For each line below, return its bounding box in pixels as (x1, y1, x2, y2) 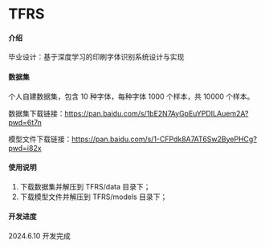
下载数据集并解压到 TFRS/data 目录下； (19, 181, 151, 191)
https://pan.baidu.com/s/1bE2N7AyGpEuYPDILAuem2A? (64, 108, 249, 118)
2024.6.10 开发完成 (8, 231, 71, 241)
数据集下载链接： (8, 108, 65, 118)
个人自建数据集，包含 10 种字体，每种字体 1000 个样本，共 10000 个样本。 (8, 91, 255, 101)
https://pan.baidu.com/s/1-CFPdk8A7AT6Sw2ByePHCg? (71, 134, 257, 144)
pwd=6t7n (8, 117, 43, 127)
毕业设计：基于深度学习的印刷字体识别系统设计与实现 (8, 52, 185, 62)
